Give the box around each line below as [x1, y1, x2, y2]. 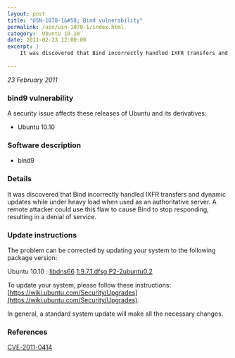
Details [7, 174, 32, 184]
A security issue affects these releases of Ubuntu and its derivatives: [7, 109, 207, 118]
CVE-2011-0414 [7, 343, 53, 352]
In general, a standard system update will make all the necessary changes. [7, 309, 224, 318]
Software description [7, 140, 82, 150]
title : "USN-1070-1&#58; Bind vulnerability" [7, 17, 143, 24]
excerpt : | [7, 43, 39, 50]
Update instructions [7, 230, 77, 240]
